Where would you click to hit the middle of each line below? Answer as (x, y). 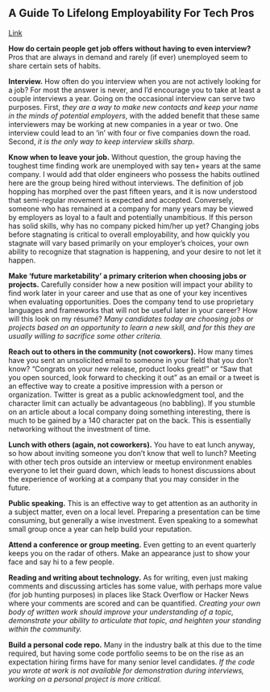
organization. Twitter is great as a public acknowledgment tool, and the (126, 395)
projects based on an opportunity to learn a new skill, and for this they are (132, 327)
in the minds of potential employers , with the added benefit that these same (134, 116)
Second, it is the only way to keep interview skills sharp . (102, 141)
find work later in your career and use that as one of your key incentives (128, 293)
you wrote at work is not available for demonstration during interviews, (126, 670)
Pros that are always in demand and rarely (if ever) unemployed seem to (128, 57)
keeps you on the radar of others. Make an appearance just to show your (129, 553)
